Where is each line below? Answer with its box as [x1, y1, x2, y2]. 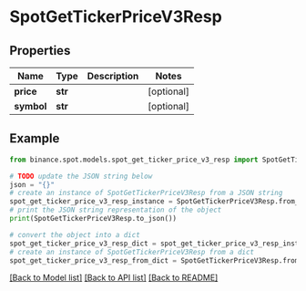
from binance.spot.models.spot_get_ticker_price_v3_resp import [9, 155, 259, 164]
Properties [9, 43, 71, 58]
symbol [14, 100, 47, 112]
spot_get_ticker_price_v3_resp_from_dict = [9, 255, 178, 265]
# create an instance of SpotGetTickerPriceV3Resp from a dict [9, 247, 255, 256]
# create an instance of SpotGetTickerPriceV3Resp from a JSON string [9, 189, 283, 198]
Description [87, 70, 139, 82]
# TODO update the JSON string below [9, 171, 153, 181]
